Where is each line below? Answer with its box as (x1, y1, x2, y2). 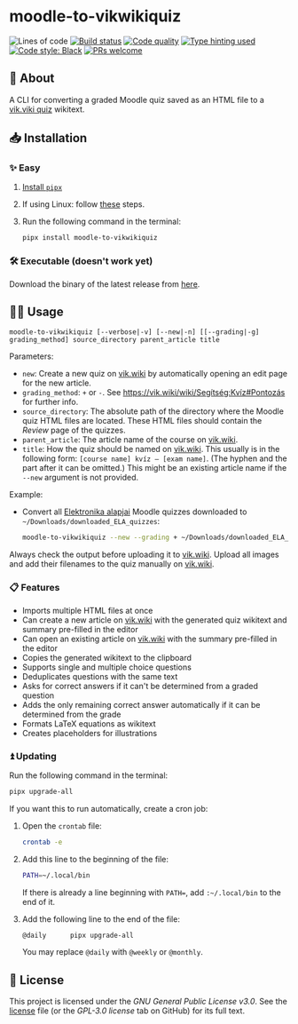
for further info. (21, 397, 79, 408)
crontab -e (21, 837, 63, 846)
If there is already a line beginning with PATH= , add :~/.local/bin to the (21, 886, 282, 898)
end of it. (21, 896, 56, 907)
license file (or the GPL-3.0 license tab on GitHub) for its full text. (9, 1005, 246, 1016)
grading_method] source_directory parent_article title (9, 336, 220, 345)
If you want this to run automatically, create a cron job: (9, 803, 208, 814)
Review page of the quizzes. (21, 425, 126, 436)
